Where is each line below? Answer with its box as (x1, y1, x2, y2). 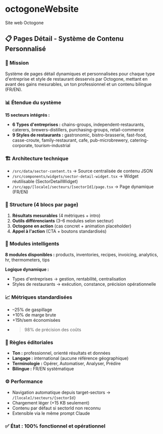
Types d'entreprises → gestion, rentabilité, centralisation (12, 276, 126, 281)
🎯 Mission (5, 60, 29, 66)
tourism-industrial (34, 142, 70, 148)
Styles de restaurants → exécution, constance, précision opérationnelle (12, 281, 156, 287)
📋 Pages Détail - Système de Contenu (5, 34, 124, 43)
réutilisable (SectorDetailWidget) (12, 179, 78, 185)
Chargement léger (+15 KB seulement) (12, 400, 90, 405)
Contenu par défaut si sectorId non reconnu (12, 405, 101, 411)
